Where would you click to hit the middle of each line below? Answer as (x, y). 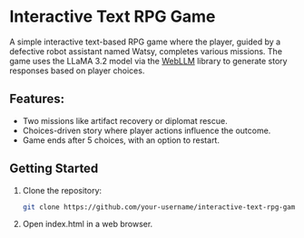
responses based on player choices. (77, 71)
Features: (37, 99)
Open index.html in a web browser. (88, 224)
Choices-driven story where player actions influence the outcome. (147, 130)
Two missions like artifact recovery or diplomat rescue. (125, 120)
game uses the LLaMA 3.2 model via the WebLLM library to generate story (148, 61)
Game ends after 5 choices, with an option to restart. (121, 140)
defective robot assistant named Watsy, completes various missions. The (146, 51)
